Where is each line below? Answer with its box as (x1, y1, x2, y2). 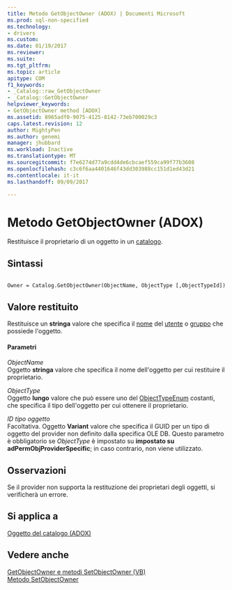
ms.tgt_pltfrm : (7, 62, 52, 69)
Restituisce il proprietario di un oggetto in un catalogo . (7, 237, 163, 246)
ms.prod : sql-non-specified (7, 17, 89, 24)
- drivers (7, 29, 36, 37)
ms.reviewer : (7, 49, 45, 56)
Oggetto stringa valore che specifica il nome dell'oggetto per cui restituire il (7, 366, 225, 374)
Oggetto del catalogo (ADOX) (7, 529, 92, 537)
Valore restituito (7, 301, 79, 313)
